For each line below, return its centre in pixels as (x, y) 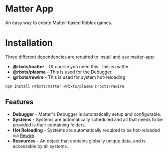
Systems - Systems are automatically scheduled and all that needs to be (88, 119)
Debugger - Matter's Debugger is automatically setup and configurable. (87, 114)
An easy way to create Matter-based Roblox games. (59, 23)
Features (19, 102)
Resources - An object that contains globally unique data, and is (79, 140)
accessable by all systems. (40, 146)
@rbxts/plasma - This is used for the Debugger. (62, 72)
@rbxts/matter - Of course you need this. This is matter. (71, 66)
